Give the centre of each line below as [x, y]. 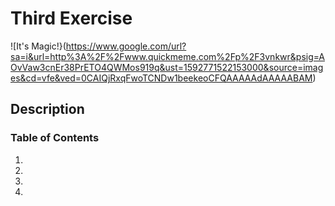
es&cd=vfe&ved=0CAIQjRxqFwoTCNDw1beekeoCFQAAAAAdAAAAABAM [161, 78]
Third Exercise [71, 18]
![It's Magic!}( [38, 46]
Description [47, 109]
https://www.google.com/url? [126, 46]
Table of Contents [55, 138]
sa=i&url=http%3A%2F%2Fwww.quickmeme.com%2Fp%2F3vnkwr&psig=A [167, 56]
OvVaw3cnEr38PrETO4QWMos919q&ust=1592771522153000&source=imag [167, 67]
